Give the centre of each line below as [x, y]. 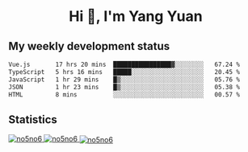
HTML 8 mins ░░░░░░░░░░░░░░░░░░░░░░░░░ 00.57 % [124, 94]
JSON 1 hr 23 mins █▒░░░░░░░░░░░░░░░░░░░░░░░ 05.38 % [124, 87]
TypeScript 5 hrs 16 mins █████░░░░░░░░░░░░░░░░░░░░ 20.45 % [124, 72]
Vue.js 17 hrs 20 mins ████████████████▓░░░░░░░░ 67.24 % [124, 64]
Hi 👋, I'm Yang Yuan [136, 16]
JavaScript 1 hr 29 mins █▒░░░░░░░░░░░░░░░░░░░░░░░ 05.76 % [124, 80]
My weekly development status [89, 46]
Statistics [33, 119]
